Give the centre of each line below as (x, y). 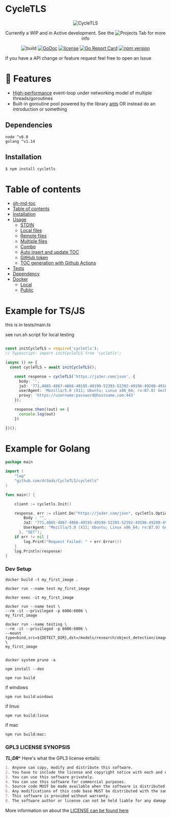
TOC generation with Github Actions (58, 263)
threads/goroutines (33, 98)
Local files (31, 231)
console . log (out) (37, 414)
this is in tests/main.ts (28, 325)
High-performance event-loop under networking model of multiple (82, 93)
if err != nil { (32, 537)
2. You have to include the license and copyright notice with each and (84, 772)
